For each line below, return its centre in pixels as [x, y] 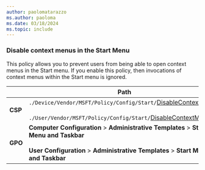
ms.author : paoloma [31, 18]
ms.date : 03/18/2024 [33, 23]
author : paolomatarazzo [37, 12]
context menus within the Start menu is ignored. [67, 76]
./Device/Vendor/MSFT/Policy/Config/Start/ [93, 102]
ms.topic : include [30, 29]
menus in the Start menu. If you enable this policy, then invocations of [94, 70]
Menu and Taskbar [56, 135]
